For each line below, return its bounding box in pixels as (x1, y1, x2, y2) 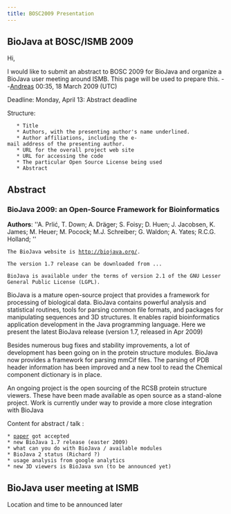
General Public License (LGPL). (7, 278, 100, 286)
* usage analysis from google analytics (7, 457, 126, 464)
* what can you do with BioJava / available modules (7, 445, 163, 452)
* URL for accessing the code (16, 153, 104, 160)
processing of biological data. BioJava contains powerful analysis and (7, 299, 206, 307)
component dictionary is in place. (7, 371, 102, 379)
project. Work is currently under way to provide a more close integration (7, 399, 212, 407)
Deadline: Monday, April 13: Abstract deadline (7, 96, 137, 104)
